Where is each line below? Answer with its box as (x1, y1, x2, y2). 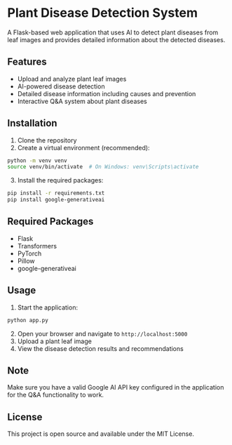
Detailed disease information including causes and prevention (17, 89, 196, 98)
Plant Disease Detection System (7, 5, 198, 21)
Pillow (17, 256, 35, 265)
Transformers (17, 241, 57, 250)
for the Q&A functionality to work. (7, 391, 104, 399)
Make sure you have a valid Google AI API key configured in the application (7, 383, 224, 392)
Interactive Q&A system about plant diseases (17, 97, 147, 105)
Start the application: (17, 303, 79, 312)
